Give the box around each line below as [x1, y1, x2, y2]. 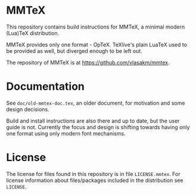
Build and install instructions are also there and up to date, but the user [6, 117, 180, 124]
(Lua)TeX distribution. [6, 29, 60, 36]
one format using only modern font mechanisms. [6, 130, 126, 137]
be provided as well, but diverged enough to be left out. [6, 47, 143, 54]
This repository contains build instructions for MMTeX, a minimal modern [6, 23, 185, 30]
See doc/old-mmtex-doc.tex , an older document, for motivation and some [6, 99, 185, 106]
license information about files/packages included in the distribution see [6, 177, 183, 184]
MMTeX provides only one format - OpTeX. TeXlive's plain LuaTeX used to [6, 41, 188, 48]
